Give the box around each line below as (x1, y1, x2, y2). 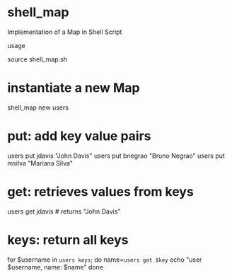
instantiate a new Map (7, 80, 140, 96)
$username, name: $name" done (7, 262, 104, 271)
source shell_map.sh (7, 54, 68, 64)
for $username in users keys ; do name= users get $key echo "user (7, 255, 202, 264)
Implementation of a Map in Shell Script (7, 28, 122, 36)
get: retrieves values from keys (7, 184, 195, 199)
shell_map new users (7, 103, 69, 112)
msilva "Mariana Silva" (7, 158, 73, 167)
